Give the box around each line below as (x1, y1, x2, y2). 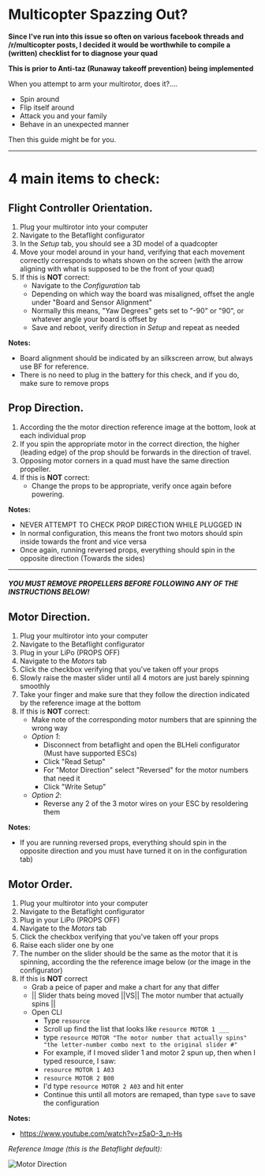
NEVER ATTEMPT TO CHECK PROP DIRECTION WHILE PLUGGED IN (19, 519, 242, 530)
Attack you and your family (19, 110, 108, 120)
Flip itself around (19, 103, 75, 112)
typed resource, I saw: (43, 1056, 117, 1066)
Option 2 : (31, 791, 62, 800)
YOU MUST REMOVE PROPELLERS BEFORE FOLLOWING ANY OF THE (8, 579, 239, 589)
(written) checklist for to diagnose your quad (8, 48, 159, 58)
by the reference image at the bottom (19, 698, 141, 708)
